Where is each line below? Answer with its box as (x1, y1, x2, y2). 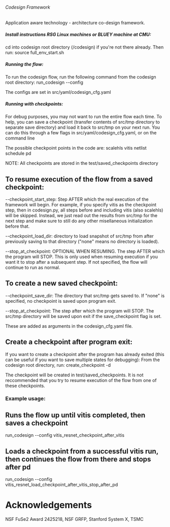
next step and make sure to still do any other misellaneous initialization (5, 218, 153, 224)
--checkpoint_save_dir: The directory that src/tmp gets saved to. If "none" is (5, 292, 165, 299)
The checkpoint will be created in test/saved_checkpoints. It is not (5, 372, 144, 378)
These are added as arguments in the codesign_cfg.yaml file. (5, 323, 133, 329)
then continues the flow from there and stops (5, 454, 151, 464)
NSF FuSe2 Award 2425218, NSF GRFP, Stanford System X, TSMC (5, 516, 144, 522)
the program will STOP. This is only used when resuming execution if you (5, 254, 158, 260)
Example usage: (5, 395, 46, 402)
